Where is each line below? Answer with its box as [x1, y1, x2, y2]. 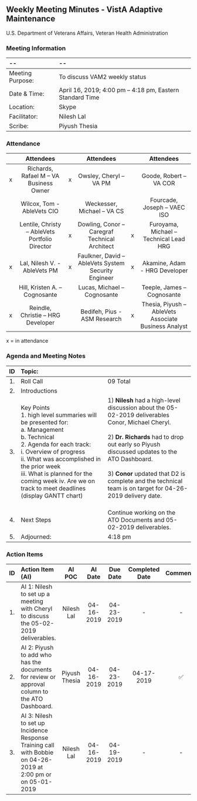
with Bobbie [21, 748, 54, 756]
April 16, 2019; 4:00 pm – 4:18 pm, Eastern [58, 86, 179, 94]
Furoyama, [149, 220, 179, 228]
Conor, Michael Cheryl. [107, 418, 171, 426]
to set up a [21, 590, 50, 598]
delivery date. [124, 491, 162, 499]
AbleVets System [78, 259, 125, 268]
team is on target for [107, 484, 164, 492]
